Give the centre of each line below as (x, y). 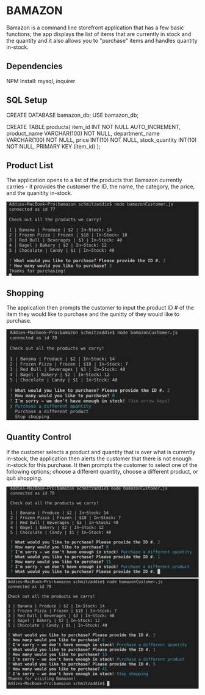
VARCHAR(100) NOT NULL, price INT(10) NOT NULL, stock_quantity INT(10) (102, 140)
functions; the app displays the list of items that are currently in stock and (99, 34)
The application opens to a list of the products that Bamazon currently (94, 180)
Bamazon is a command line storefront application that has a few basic (95, 28)
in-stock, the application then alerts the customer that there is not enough (99, 458)
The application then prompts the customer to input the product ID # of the (100, 308)
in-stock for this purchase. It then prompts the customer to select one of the (102, 465)
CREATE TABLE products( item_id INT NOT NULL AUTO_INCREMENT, (94, 127)
